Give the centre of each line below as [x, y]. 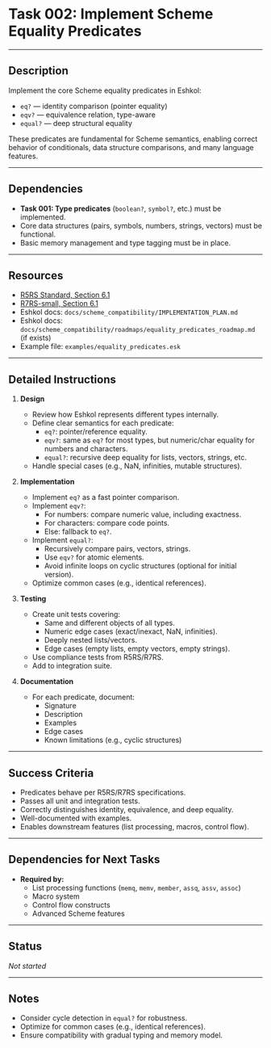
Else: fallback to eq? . [78, 532]
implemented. [43, 217]
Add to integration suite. [72, 666]
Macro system [56, 896]
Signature [60, 706]
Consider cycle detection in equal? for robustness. [104, 1018]
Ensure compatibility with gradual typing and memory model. [121, 1035]
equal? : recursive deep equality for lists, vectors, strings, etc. [146, 458]
